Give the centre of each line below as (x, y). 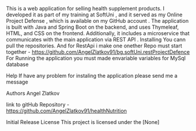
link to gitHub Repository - (38, 104)
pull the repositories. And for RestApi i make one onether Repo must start (94, 46)
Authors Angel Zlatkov (33, 93)
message (17, 82)
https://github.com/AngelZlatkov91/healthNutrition (66, 111)
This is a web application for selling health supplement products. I (85, 8)
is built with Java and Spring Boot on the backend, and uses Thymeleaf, (92, 27)
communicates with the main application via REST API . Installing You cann (96, 39)
